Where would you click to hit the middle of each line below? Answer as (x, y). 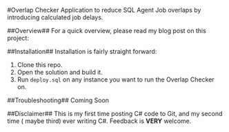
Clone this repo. (40, 65)
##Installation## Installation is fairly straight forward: (82, 51)
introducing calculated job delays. (55, 17)
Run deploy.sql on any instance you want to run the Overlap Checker (116, 79)
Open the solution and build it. (60, 72)
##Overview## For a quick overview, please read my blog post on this (107, 31)
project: (18, 38)
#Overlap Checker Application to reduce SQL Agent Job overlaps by (104, 10)
